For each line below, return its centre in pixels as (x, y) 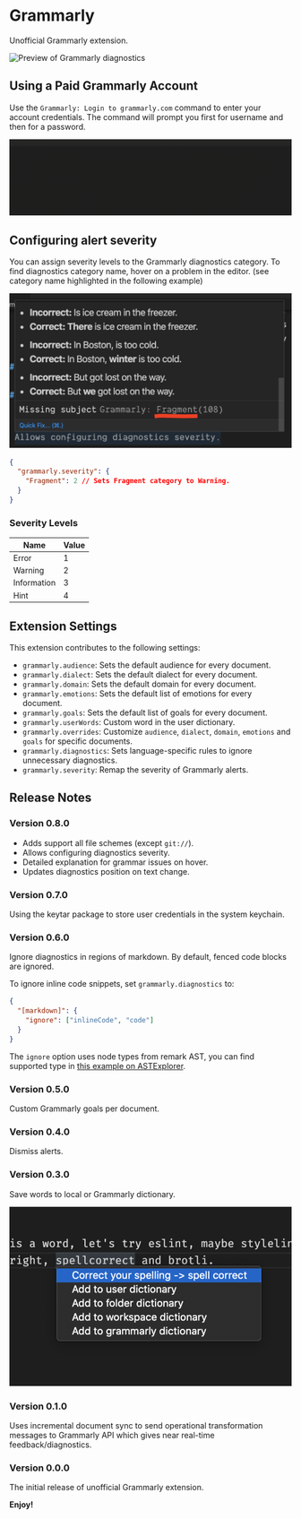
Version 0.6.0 (39, 937)
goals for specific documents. (77, 741)
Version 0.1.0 (38, 1406)
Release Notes (51, 798)
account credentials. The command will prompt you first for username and (146, 117)
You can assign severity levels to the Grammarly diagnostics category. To (145, 262)
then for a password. (47, 126)
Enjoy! (21, 1505)
